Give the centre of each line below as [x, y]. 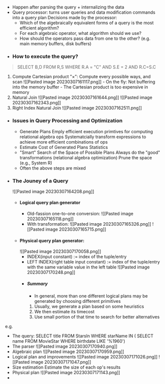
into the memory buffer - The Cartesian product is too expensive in [80, 87]
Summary [37, 283]
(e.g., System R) [36, 163]
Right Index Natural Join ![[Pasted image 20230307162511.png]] [77, 108]
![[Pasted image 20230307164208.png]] [53, 191]
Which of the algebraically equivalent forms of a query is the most [87, 23]
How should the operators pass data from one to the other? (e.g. [85, 38]
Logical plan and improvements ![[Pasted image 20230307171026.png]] [85, 357]
